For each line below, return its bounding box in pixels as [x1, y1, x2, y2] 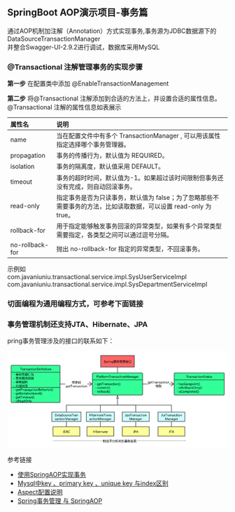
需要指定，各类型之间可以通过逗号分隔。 [56, 231, 173, 239]
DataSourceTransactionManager [7, 34, 101, 43]
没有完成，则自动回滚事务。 [56, 182, 136, 191]
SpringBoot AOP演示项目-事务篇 [7, 6, 148, 19]
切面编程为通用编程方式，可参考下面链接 [7, 299, 143, 309]
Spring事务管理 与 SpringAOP [17, 497, 103, 505]
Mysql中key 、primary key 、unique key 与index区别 [17, 479, 169, 487]
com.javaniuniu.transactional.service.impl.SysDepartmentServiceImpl [7, 280, 208, 288]
